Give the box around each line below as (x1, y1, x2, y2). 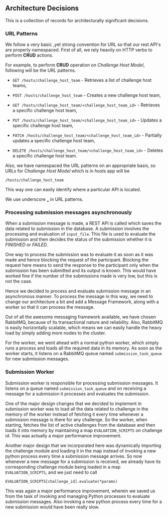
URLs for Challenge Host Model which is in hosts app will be (5, 168, 130, 174)
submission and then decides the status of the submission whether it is (5, 237, 152, 243)
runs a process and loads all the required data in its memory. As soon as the (5, 345, 162, 351)
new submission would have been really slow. (5, 504, 99, 510)
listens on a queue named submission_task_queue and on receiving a (5, 385, 146, 391)
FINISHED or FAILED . (5, 242, 49, 248)
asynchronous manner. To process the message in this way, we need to (5, 294, 153, 300)
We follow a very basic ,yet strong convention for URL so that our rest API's (5, 41, 161, 47)
